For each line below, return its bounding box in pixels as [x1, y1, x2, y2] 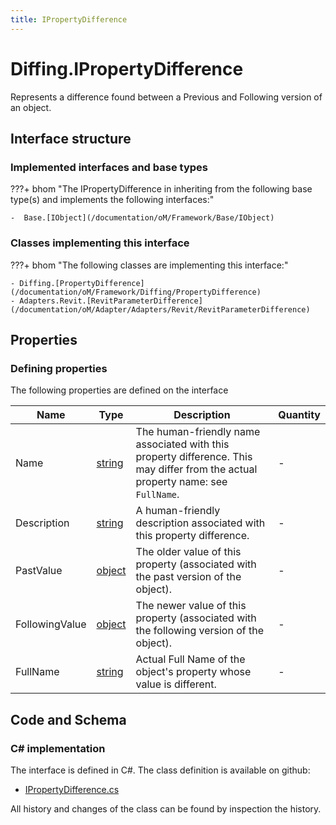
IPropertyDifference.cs [24, 783, 120, 795]
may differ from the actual [135, 462, 258, 476]
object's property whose [135, 665, 252, 679]
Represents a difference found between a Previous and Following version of [10, 91, 323, 103]
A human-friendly [135, 504, 221, 518]
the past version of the [135, 570, 242, 584]
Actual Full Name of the [135, 652, 246, 666]
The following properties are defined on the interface [10, 384, 229, 396]
